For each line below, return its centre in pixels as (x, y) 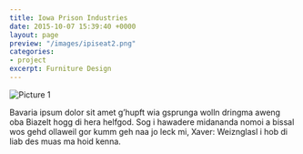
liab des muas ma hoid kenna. (65, 141)
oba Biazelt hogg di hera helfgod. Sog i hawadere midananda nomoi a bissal (152, 122)
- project (28, 60)
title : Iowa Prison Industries (69, 18)
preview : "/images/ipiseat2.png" (73, 43)
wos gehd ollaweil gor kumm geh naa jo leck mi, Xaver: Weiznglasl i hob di (149, 131)
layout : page (34, 35)
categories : (32, 52)
